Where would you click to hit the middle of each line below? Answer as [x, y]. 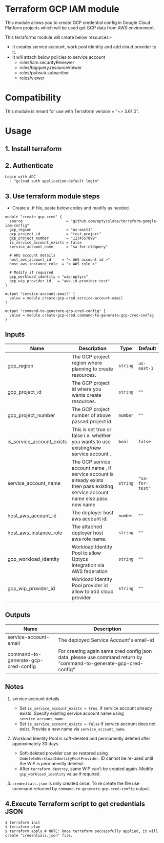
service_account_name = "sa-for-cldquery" [59, 247]
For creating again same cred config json [105, 651]
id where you [86, 389]
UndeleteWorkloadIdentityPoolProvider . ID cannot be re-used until [86, 758]
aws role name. [89, 539]
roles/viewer [32, 78]
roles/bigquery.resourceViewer [51, 68]
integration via [88, 565]
